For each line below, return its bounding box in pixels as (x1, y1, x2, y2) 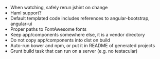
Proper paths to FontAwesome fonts (10, 26, 87, 32)
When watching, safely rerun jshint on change (10, 5, 108, 10)
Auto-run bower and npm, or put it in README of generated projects (10, 43, 155, 48)
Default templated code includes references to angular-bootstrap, (10, 15, 150, 21)
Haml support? (10, 10, 42, 16)
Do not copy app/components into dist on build (10, 37, 111, 43)
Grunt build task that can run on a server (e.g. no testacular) (10, 48, 138, 54)
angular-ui (10, 21, 32, 27)
